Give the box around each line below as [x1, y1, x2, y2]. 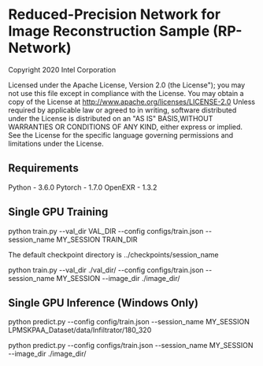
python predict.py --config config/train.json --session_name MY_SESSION [8, 317, 250, 327]
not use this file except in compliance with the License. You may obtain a [8, 88, 244, 98]
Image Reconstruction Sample [8, 22, 210, 40]
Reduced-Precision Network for [8, 6, 221, 24]
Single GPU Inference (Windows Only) [8, 296, 199, 309]
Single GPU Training [8, 205, 109, 219]
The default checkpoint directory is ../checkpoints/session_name [8, 250, 219, 259]
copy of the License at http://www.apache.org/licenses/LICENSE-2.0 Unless [8, 97, 256, 106]
